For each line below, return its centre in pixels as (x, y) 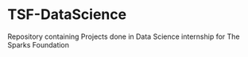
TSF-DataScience (67, 15)
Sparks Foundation (38, 44)
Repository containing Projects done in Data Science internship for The (124, 36)
